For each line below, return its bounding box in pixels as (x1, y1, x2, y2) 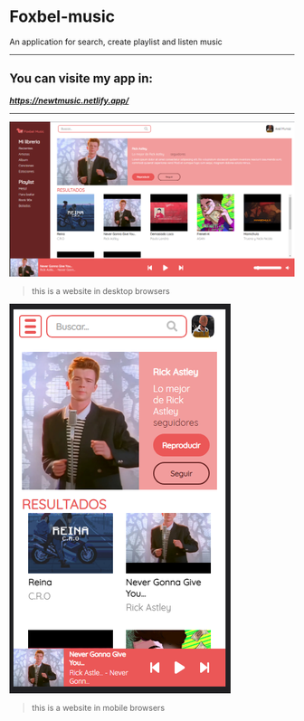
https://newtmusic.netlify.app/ (9, 95, 129, 106)
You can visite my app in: (9, 71, 154, 87)
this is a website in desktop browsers (31, 285, 170, 296)
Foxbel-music (9, 6, 116, 27)
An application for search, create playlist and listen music (9, 36, 223, 47)
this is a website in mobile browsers (31, 702, 166, 713)
